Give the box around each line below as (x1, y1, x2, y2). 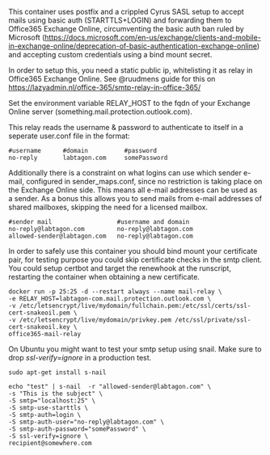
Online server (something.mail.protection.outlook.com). (8, 107, 192, 116)
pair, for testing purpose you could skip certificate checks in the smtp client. (8, 255, 263, 264)
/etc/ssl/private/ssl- (175, 316, 251, 324)
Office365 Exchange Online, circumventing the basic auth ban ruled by (8, 24, 244, 33)
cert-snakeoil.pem (8, 309, 70, 317)
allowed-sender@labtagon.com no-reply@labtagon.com (8, 232, 194, 240)
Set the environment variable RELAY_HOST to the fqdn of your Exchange (8, 99, 251, 107)
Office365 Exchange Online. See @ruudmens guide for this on (8, 74, 216, 83)
